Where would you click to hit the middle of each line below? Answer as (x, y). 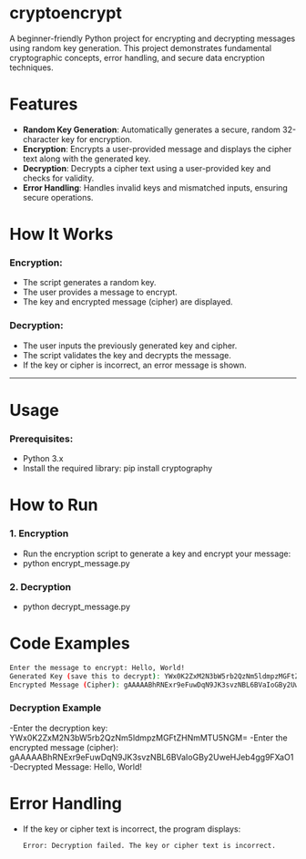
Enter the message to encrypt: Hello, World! (97, 668)
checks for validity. (58, 178)
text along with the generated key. (87, 159)
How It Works (61, 234)
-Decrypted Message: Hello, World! (76, 766)
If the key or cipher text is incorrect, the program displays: (132, 829)
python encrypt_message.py (76, 563)
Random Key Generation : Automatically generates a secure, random (151, 129)
